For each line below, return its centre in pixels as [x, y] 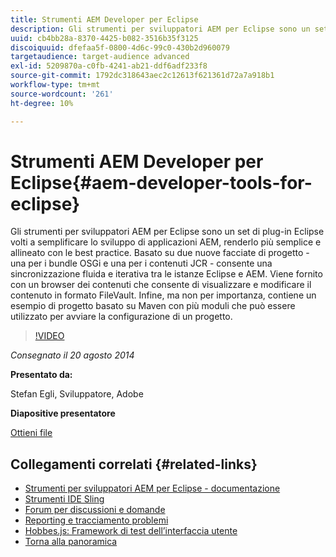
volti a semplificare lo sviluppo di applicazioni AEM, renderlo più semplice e [166, 242]
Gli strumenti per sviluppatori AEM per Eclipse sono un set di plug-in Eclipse [167, 232]
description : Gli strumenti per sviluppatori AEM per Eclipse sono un [160, 29]
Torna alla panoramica [71, 542]
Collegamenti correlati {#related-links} [134, 464]
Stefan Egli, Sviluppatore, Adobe [77, 394]
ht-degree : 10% [42, 103]
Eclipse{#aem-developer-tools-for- [161, 182]
